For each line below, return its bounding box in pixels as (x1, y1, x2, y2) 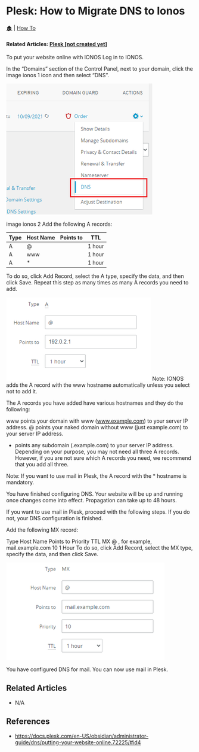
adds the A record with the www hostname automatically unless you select (6, 381, 190, 389)
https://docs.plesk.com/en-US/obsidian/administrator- (14, 732, 149, 739)
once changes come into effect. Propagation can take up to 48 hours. (6, 496, 177, 504)
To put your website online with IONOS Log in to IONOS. (6, 54, 144, 61)
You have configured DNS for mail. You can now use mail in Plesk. (6, 666, 169, 673)
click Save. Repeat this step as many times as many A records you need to (6, 278, 189, 286)
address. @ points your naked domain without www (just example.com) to (6, 423, 188, 430)
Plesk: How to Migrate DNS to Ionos (6, 4, 185, 18)
